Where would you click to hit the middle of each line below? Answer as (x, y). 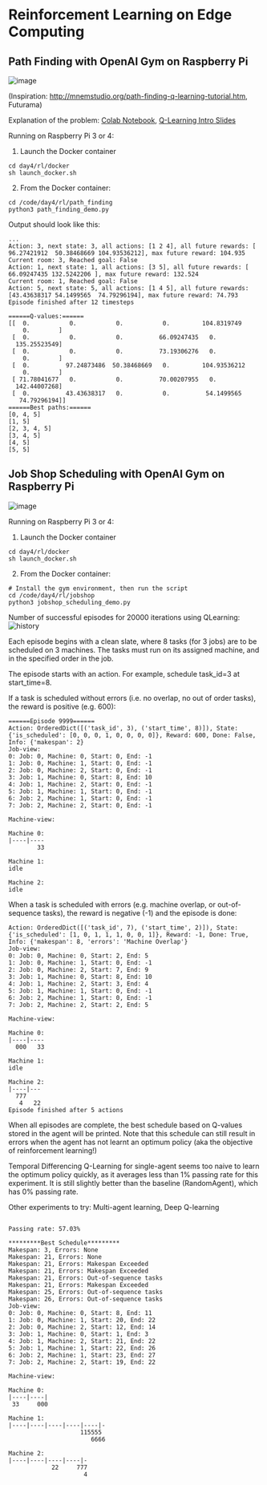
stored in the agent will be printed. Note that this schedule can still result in (132, 1133)
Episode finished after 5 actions (66, 1110)
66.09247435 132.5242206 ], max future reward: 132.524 (103, 274)
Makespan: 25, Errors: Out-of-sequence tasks (85, 1292)
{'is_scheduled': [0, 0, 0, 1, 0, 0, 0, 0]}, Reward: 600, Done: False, (132, 735)
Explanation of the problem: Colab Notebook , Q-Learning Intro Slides (122, 120)
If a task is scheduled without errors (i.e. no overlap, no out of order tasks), (132, 698)
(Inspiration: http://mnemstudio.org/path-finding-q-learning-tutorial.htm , (128, 96)
